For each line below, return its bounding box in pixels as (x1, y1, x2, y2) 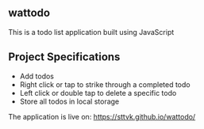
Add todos (19, 71, 54, 81)
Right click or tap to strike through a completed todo (19, 79, 191, 89)
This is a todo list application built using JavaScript (8, 27, 175, 36)
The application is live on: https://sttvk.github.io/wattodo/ (8, 112, 196, 121)
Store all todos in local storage (19, 97, 120, 106)
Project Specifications (8, 51, 121, 64)
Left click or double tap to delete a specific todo (19, 88, 177, 97)
